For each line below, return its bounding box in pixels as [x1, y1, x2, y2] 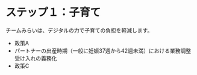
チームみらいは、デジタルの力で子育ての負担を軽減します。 [5, 27, 153, 34]
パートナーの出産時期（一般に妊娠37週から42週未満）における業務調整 [14, 47, 191, 54]
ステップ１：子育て [5, 5, 101, 19]
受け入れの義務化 [14, 54, 57, 62]
